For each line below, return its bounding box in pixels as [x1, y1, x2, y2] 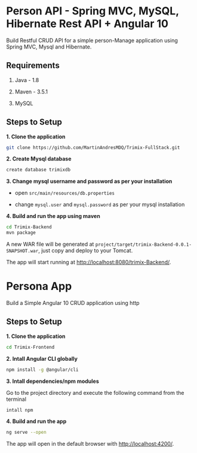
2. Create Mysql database [6, 155, 72, 162]
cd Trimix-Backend [6, 224, 52, 230]
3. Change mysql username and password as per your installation [6, 178, 173, 185]
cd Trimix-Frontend [6, 344, 55, 350]
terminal [6, 395, 27, 403]
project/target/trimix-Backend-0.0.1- [95, 241, 192, 248]
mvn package [6, 229, 36, 236]
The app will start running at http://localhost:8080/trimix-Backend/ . [6, 259, 171, 266]
